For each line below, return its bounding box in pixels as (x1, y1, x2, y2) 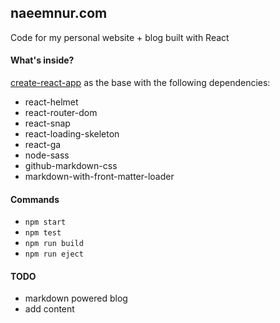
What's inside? (10, 54, 75, 66)
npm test (24, 228, 62, 238)
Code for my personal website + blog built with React (10, 31, 230, 43)
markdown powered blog (24, 292, 128, 305)
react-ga (24, 139, 62, 151)
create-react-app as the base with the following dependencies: (10, 77, 271, 89)
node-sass (24, 149, 70, 161)
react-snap (24, 117, 71, 130)
